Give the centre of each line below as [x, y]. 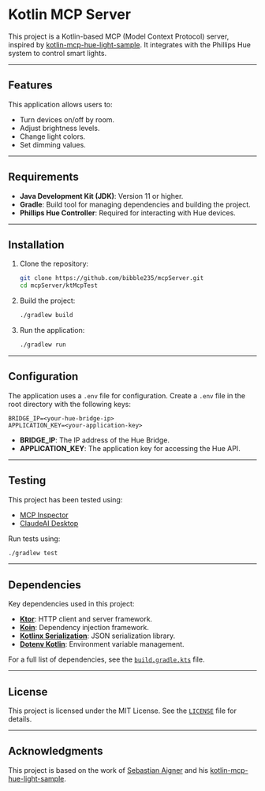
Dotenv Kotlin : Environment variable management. [102, 644]
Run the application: [52, 330]
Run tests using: [34, 539]
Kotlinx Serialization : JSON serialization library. [97, 636]
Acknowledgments [56, 751]
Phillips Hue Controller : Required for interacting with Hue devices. [128, 213]
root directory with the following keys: [70, 404]
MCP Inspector [44, 515]
